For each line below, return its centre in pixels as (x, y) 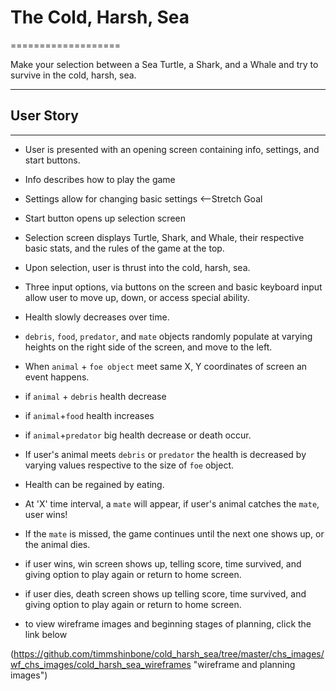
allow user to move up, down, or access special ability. (137, 297)
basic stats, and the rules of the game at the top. (124, 248)
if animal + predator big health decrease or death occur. (138, 435)
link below (46, 634)
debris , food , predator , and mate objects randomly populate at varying (168, 336)
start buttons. (52, 160)
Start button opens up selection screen (105, 218)
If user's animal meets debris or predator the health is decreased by (165, 454)
